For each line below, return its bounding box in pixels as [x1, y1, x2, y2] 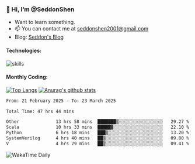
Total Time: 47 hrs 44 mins [6, 108, 75, 114]
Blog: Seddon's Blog [14, 33, 64, 40]
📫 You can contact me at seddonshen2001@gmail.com [14, 25, 149, 32]
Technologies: [6, 47, 42, 54]
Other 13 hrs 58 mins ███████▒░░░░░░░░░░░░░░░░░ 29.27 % [6, 119, 190, 125]
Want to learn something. [14, 19, 75, 26]
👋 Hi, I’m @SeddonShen [6, 5, 75, 13]
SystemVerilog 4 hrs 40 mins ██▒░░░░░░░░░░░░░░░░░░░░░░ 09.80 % [6, 135, 190, 141]
